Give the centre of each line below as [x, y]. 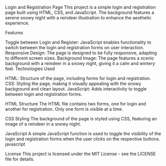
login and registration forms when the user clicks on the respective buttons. [83, 139]
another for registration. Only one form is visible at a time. [64, 109]
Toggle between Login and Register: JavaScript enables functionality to [78, 42]
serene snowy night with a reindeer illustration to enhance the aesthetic [78, 18]
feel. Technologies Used [30, 69]
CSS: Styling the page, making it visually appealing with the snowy [73, 83]
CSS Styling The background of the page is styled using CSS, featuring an [81, 119]
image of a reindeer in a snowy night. [43, 124]
